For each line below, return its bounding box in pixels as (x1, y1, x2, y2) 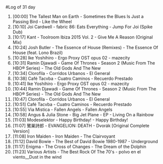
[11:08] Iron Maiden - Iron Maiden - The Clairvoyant (12, 133, 116, 139)
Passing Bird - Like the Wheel (12, 19, 72, 24)
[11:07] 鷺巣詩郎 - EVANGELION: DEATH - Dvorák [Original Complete (12, 123, 150, 128)
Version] (12, 128, 30, 134)
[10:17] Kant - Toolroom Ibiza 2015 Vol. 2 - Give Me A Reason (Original (12, 34, 153, 40)
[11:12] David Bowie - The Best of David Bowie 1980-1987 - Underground (12, 139, 158, 144)
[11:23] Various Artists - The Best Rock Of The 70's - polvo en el (12, 149, 141, 155)
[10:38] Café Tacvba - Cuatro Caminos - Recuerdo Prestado (12, 75, 133, 81)
